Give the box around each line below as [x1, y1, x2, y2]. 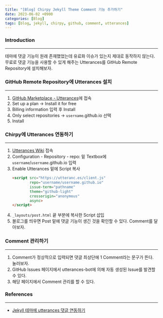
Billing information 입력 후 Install [12, 106, 76, 112]
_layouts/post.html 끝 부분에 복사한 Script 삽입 [12, 212, 105, 218]
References [5, 291, 33, 298]
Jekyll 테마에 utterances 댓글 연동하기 [12, 307, 86, 313]
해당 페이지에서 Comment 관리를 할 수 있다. [12, 279, 95, 284]
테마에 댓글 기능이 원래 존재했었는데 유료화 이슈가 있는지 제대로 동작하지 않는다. [5, 53, 155, 59]
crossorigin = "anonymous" [30, 193, 80, 199]
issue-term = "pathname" [30, 185, 76, 189]
